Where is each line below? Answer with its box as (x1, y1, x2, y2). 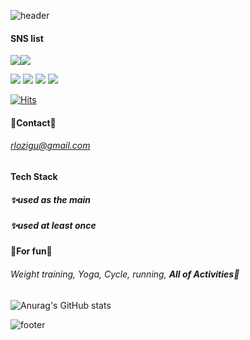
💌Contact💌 (10, 116, 57, 129)
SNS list (10, 32, 44, 44)
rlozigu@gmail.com (10, 140, 91, 152)
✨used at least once (10, 219, 97, 231)
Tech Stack (10, 171, 58, 182)
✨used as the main (10, 193, 92, 205)
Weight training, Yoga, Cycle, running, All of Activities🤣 (10, 268, 240, 280)
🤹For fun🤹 (10, 245, 53, 257)
